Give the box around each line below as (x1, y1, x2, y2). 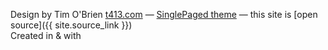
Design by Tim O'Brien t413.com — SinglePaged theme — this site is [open (10, 9, 318, 20)
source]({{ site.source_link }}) (10, 19, 133, 31)
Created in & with (10, 30, 82, 41)
